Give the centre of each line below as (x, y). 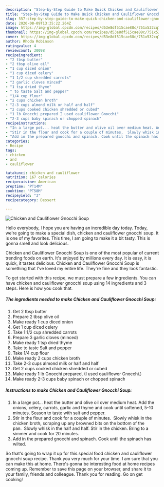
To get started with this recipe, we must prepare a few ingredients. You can (81, 278)
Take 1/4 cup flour (31, 353)
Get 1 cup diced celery (35, 327)
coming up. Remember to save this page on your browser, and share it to (78, 469)
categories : (18, 141)
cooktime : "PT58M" (24, 191)
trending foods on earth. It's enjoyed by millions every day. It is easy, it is (78, 258)
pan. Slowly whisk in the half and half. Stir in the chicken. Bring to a (81, 428)
